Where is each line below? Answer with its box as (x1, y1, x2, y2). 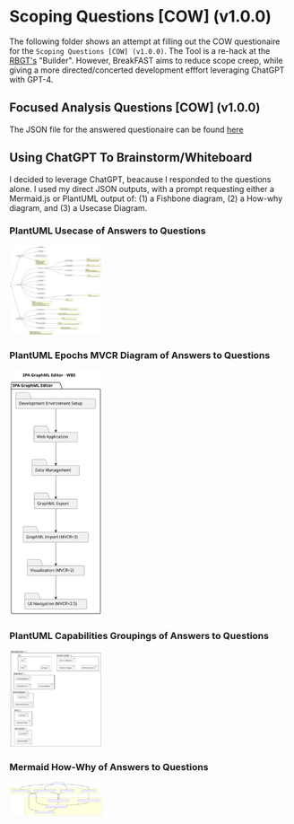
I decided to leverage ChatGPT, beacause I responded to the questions (9, 173, 272, 185)
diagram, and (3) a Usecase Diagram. (9, 202, 148, 213)
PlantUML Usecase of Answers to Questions (9, 224, 206, 237)
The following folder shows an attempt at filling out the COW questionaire (9, 36, 281, 47)
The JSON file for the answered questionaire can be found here (9, 124, 244, 135)
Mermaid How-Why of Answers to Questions (9, 760, 209, 773)
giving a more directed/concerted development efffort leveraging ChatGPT (9, 65, 285, 75)
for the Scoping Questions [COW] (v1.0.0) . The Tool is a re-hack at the (9, 45, 271, 56)
